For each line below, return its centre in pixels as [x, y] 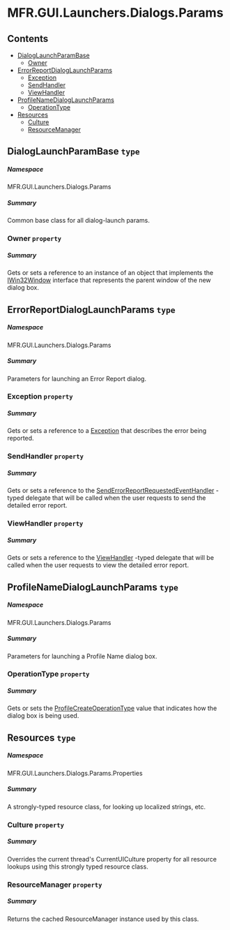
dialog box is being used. [43, 716]
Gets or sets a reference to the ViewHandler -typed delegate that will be [111, 558]
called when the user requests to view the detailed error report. [98, 565]
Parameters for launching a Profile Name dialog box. [82, 656]
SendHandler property [45, 457]
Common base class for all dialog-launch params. [78, 221]
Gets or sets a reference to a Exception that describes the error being [107, 431]
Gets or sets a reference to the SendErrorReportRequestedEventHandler [111, 491]
